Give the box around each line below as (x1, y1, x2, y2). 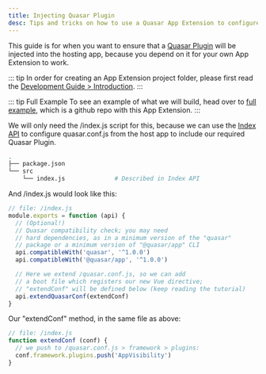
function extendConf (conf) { (8, 337, 108, 345)
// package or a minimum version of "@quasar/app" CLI (15, 241, 200, 250)
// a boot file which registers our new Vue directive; (15, 277, 203, 285)
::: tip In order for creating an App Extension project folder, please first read (8, 73, 253, 82)
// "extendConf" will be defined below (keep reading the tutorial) (15, 284, 246, 293)
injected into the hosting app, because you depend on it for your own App (8, 49, 249, 59)
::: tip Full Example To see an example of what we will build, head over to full (8, 97, 256, 106)
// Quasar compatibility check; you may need (15, 227, 169, 235)
